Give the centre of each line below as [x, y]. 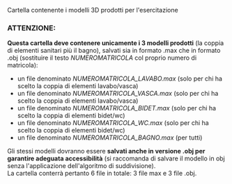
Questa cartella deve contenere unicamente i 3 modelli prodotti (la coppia [116, 43]
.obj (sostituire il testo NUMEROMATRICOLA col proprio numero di [102, 58]
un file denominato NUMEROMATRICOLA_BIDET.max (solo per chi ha [117, 108]
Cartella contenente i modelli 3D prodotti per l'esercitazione [93, 10]
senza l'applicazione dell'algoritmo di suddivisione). [82, 166]
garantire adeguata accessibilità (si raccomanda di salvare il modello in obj [116, 158]
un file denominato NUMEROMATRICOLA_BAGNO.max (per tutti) [110, 137]
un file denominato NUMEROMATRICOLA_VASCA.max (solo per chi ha [118, 94]
